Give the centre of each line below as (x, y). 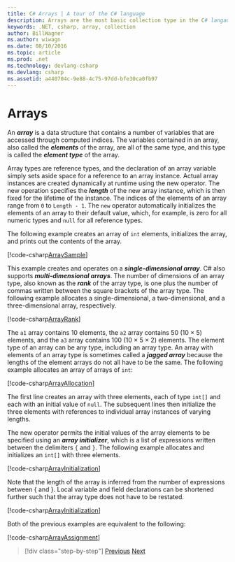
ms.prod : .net (28, 59)
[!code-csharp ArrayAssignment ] (54, 538)
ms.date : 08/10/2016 (37, 46)
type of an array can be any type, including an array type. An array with (110, 347)
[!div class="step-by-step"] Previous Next (85, 551)
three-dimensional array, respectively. (62, 305)
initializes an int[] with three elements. (64, 455)
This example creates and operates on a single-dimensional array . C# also (116, 268)
